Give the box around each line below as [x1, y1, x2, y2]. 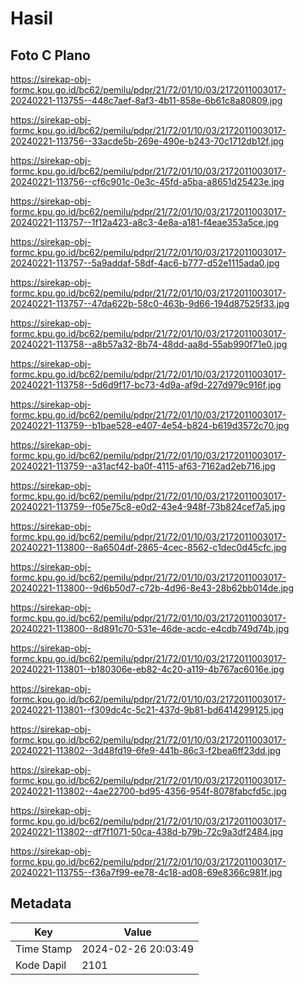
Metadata [10, 895, 72, 912]
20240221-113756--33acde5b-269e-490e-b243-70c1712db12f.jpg [10, 135, 285, 147]
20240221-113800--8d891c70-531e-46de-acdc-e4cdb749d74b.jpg [10, 623, 290, 634]
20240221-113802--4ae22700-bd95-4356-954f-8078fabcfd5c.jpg [10, 785, 287, 797]
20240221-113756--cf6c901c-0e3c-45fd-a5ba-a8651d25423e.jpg [10, 176, 285, 187]
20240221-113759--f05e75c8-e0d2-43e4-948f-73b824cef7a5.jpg [10, 501, 286, 512]
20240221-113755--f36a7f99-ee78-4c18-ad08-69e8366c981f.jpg [10, 867, 283, 878]
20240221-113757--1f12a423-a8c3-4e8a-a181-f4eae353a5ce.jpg [10, 217, 280, 228]
